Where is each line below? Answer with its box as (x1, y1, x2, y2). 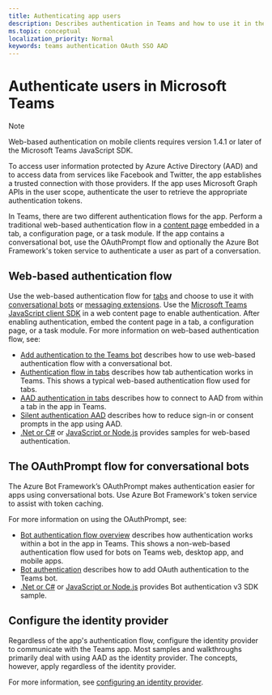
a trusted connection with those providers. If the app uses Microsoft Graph (8, 179, 257, 188)
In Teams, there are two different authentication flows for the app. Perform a (8, 212, 263, 222)
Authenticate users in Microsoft (8, 77, 227, 96)
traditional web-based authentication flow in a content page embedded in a (8, 220, 260, 230)
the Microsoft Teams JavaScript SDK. (8, 145, 134, 155)
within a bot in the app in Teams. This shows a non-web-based (19, 538, 231, 548)
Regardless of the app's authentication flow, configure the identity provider (8, 635, 259, 645)
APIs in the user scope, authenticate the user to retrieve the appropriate (8, 188, 248, 197)
